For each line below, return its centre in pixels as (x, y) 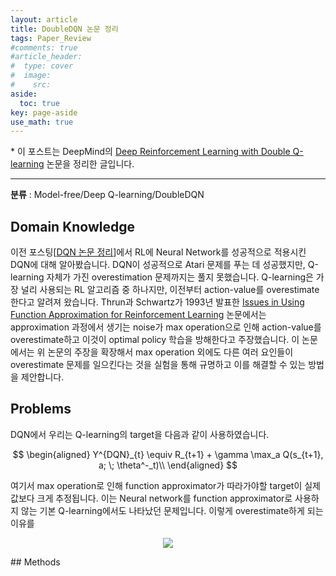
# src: (31, 85)
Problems (41, 409)
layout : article (44, 19)
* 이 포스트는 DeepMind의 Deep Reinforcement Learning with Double (150, 152)
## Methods (35, 562)
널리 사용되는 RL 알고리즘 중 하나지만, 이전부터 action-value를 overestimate (170, 290)
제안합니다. (42, 377)
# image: (31, 76)
